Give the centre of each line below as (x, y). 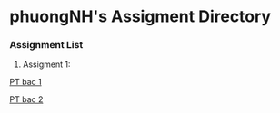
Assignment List (46, 45)
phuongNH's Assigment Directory (140, 17)
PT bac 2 (26, 99)
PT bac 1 (26, 82)
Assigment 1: (46, 64)
